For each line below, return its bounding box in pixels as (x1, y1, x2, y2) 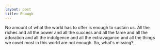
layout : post (5, 7, 32, 12)
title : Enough (5, 11, 34, 16)
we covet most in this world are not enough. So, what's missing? (5, 40, 134, 45)
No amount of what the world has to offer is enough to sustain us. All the (5, 24, 150, 30)
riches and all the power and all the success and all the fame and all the (5, 30, 148, 35)
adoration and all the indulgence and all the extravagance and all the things (5, 34, 155, 40)
